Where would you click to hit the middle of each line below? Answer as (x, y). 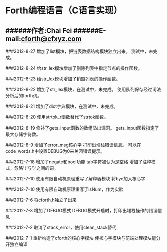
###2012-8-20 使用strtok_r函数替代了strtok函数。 (57, 117)
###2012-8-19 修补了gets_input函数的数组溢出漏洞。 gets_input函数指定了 (82, 128)
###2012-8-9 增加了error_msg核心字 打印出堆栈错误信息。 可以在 (73, 145)
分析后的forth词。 (23, 96)
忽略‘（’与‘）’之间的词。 (36, 168)
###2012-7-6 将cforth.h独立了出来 (41, 200)
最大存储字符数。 (23, 134)
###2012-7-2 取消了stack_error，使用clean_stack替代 (61, 227)
